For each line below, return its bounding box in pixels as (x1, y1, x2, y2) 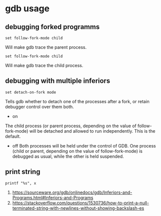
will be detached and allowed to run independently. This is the (29, 128, 156, 134)
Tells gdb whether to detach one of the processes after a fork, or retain (5, 98, 150, 104)
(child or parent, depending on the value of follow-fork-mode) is (12, 148, 143, 154)
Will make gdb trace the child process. (5, 63, 83, 68)
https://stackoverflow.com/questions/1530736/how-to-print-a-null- (12, 200, 149, 206)
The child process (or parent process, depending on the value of (5, 123, 137, 129)
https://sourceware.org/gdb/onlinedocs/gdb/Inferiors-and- (12, 189, 132, 195)
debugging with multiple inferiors (5, 77, 110, 85)
